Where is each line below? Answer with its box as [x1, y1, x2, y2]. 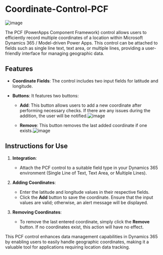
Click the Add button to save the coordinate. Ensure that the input [19, 194, 154, 200]
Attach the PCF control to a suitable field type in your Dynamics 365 [19, 165, 158, 170]
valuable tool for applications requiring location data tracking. [5, 244, 130, 250]
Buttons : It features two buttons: [12, 92, 79, 98]
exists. [19, 127, 33, 133]
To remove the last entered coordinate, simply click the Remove [19, 218, 150, 224]
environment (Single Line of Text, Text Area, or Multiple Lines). [19, 170, 147, 176]
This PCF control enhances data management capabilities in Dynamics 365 [5, 233, 158, 239]
